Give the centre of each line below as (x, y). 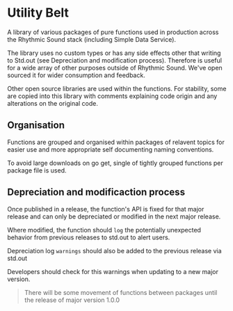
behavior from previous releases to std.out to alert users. (89, 237)
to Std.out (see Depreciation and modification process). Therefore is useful (115, 60)
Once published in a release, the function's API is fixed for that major (106, 209)
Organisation (36, 126)
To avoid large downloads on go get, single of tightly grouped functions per (115, 163)
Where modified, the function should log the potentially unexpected (104, 230)
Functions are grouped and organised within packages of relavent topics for (116, 142)
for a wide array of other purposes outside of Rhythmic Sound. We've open (115, 67)
